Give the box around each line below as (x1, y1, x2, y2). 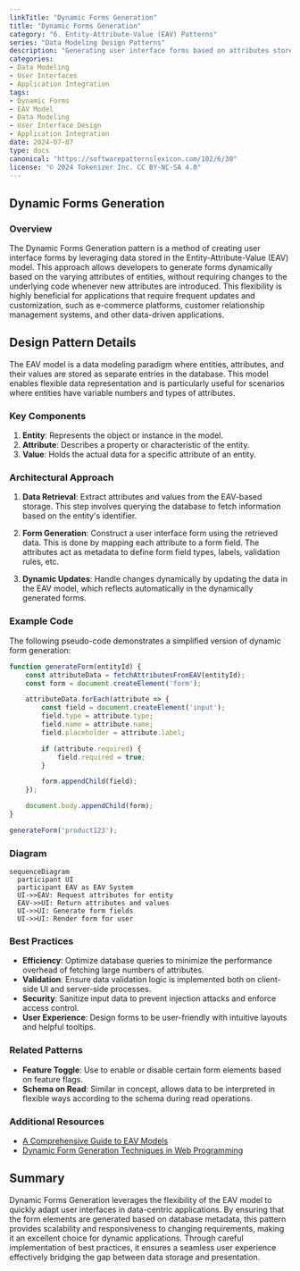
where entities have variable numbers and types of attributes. (9, 387, 236, 398)
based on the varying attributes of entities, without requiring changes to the (9, 272, 287, 282)
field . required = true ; (56, 753, 146, 762)
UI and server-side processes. (39, 984, 152, 995)
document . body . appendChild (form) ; (25, 802, 154, 811)
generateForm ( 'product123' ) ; (9, 826, 118, 835)
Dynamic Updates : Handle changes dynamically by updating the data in (21, 574, 288, 585)
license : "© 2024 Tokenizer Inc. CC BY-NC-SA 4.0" (9, 163, 202, 172)
